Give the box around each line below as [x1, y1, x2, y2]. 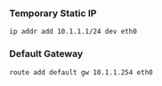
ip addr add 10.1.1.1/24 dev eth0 [9, 27, 138, 36]
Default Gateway [9, 48, 84, 60]
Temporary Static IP [9, 7, 97, 20]
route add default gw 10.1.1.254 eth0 [9, 67, 153, 77]
